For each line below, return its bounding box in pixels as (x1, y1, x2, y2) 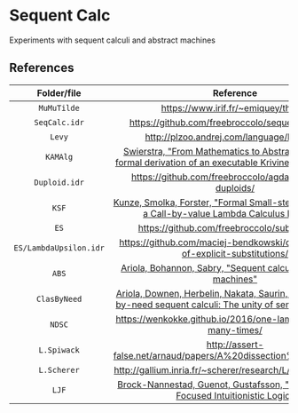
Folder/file (36, 86, 82, 99)
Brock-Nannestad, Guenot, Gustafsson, (116, 378, 284, 391)
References (9, 60, 74, 75)
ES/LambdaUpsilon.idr (13, 242, 105, 253)
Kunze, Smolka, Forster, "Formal (113, 196, 247, 209)
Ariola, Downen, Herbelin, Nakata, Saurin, (115, 287, 288, 299)
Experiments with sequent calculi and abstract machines (9, 35, 216, 45)
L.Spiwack (38, 345, 80, 355)
